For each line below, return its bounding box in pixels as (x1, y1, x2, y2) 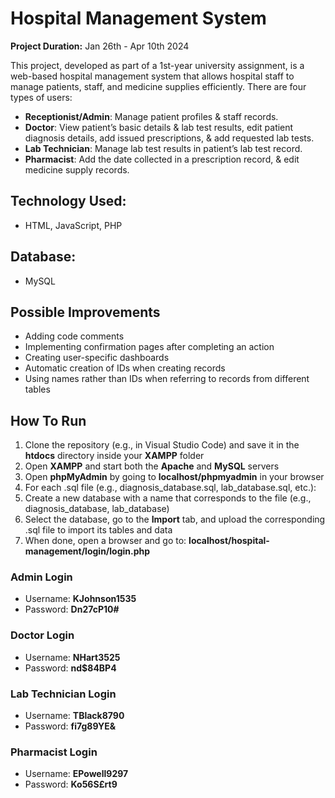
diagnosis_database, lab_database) (24, 503, 170, 515)
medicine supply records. (24, 163, 130, 176)
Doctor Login (10, 628, 75, 642)
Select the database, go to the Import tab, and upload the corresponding (24, 513, 326, 526)
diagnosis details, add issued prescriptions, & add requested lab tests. (24, 132, 315, 144)
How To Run (10, 412, 87, 429)
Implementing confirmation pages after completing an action (24, 341, 275, 353)
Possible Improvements (10, 303, 161, 321)
